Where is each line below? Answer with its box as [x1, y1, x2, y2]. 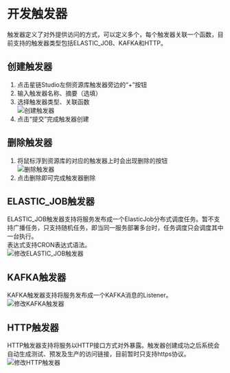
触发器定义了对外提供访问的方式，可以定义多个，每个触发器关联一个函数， [7, 30, 218, 38]
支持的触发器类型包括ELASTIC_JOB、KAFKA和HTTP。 [12, 38, 167, 47]
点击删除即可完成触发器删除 [16, 173, 96, 182]
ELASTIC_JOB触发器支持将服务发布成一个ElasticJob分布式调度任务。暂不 [7, 215, 214, 223]
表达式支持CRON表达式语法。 [7, 241, 91, 249]
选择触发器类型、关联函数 [16, 98, 90, 106]
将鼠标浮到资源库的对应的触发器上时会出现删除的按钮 [16, 156, 168, 165]
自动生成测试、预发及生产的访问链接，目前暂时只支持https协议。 [7, 350, 190, 358]
